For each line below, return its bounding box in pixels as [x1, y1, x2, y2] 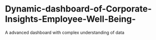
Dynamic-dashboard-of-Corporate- [5, 3, 152, 14]
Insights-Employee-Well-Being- [5, 13, 136, 25]
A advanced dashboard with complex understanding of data [5, 29, 125, 35]
